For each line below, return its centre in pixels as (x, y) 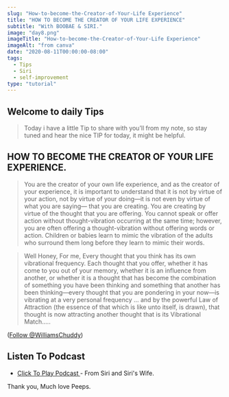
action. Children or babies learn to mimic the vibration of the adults (118, 235)
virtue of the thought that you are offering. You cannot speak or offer (121, 213)
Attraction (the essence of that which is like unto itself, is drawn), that (122, 307)
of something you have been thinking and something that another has (122, 285)
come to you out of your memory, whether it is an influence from (115, 270)
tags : (15, 58)
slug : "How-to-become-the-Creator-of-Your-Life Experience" (95, 13)
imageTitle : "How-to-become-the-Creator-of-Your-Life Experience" (104, 39)
